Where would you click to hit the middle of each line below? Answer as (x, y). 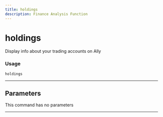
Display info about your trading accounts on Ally (53, 51)
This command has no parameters (39, 105)
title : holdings (21, 9)
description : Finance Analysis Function (47, 14)
